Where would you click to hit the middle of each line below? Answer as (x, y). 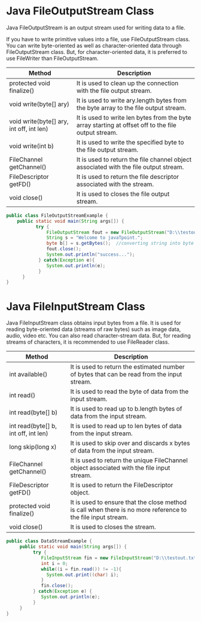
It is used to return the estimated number (128, 367)
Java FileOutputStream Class (80, 11)
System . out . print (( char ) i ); (83, 575)
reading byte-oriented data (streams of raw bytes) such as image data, (94, 329)
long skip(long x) (33, 447)
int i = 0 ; (54, 563)
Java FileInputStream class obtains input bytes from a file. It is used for (94, 323)
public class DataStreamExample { (49, 541)
